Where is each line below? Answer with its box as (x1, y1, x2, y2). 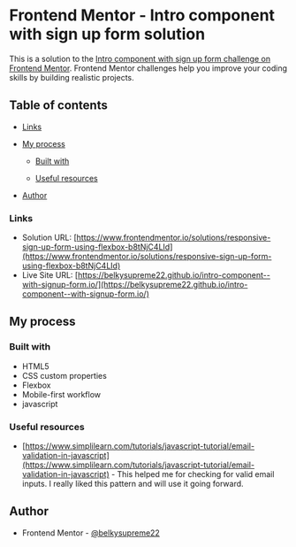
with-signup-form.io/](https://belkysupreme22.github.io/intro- (21, 280, 248, 290)
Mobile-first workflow (21, 389, 102, 399)
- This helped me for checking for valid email (110, 469, 275, 480)
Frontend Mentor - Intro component (9, 5, 276, 26)
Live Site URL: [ (21, 270, 79, 281)
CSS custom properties (21, 370, 108, 381)
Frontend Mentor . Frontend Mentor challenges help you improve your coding (9, 63, 288, 73)
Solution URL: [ (21, 232, 77, 243)
